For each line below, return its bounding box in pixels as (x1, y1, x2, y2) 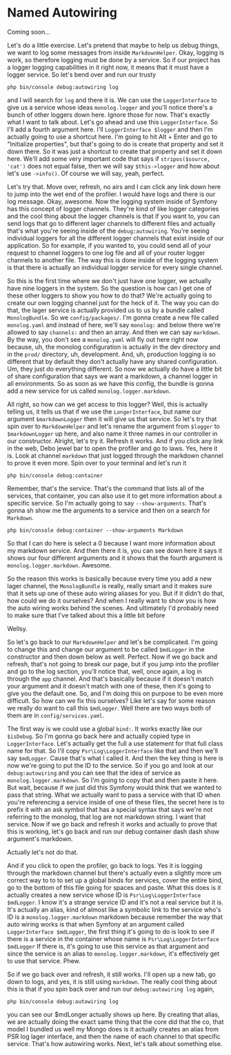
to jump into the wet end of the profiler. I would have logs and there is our (7, 190, 216, 198)
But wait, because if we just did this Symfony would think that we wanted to (7, 783, 222, 791)
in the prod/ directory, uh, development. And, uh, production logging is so (7, 350, 216, 358)
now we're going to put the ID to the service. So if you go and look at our (7, 761, 214, 769)
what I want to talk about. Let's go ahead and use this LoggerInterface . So (7, 117, 219, 126)
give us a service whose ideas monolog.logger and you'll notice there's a (7, 103, 213, 111)
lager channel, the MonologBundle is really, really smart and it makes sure (7, 581, 212, 590)
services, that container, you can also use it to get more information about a (7, 492, 222, 500)
